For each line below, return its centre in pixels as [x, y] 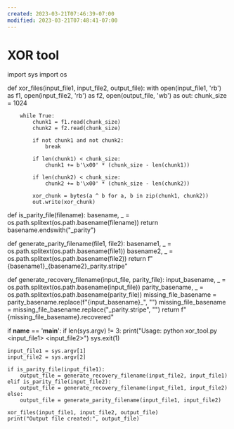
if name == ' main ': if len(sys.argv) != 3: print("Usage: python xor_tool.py [112, 331]
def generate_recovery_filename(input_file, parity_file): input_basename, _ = [117, 280]
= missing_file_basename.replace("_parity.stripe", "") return [93, 309]
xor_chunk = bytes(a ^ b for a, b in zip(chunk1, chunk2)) [121, 196]
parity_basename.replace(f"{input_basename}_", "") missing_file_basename [117, 302]
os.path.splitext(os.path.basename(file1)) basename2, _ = [90, 251]
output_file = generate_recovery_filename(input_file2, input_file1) [124, 376]
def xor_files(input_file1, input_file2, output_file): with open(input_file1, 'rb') [115, 88]
